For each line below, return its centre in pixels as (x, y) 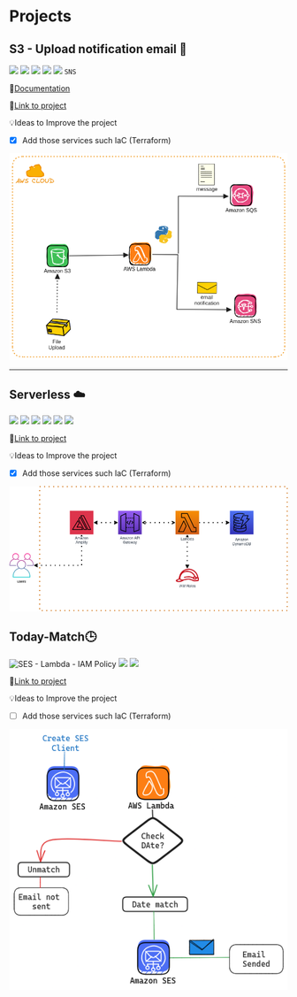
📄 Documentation (40, 88)
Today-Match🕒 (53, 637)
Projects (41, 16)
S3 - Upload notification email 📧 (98, 49)
